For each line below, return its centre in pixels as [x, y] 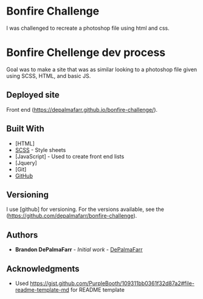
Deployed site [33, 95]
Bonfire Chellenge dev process [86, 53]
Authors [22, 235]
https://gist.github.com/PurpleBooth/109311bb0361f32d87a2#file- [112, 283]
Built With [25, 129]
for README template [97, 289]
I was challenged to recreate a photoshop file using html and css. [88, 28]
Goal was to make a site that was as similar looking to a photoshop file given [102, 69]
